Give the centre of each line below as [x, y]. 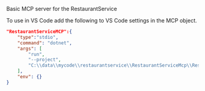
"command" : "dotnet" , [45, 43]
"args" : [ [30, 49]
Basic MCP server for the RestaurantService [62, 9]
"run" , [37, 54]
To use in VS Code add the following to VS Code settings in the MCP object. [102, 20]
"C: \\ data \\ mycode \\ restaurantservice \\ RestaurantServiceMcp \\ [110, 66]
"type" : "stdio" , [38, 37]
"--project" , [45, 60]
